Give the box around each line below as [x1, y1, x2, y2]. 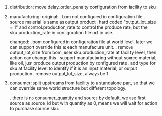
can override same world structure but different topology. [9, 85, 127, 91]
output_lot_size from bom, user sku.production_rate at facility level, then [9, 49, 157, 55]
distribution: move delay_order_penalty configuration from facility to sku [9, 4, 156, 10]
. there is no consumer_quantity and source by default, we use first [9, 95, 146, 101]
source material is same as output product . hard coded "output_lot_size [9, 19, 156, 25]
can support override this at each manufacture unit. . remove [9, 44, 133, 50]
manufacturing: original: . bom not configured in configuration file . [9, 14, 145, 19]
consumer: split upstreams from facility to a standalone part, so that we [9, 80, 155, 86]
